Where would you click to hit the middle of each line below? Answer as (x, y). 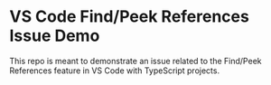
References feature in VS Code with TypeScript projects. (114, 71)
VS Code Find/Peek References (130, 17)
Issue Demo (55, 36)
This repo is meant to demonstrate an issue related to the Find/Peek (135, 61)
